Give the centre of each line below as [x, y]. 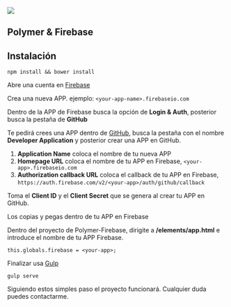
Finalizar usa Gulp [33, 263]
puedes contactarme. [38, 297]
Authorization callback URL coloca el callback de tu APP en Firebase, [118, 175]
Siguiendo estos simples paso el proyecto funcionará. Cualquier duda [107, 289]
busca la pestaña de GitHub [48, 119]
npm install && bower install [51, 72]
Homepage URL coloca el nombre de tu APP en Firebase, [99, 161]
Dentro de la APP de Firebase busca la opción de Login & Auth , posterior [112, 112]
